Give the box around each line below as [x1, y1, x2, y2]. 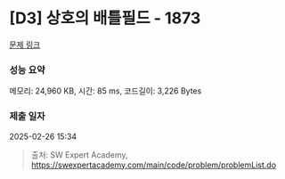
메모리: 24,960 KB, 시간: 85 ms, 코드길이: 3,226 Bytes [9, 85, 202, 96]
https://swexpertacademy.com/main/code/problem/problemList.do [30, 159, 277, 170]
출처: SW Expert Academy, [30, 149, 128, 160]
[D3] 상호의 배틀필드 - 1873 [9, 8, 201, 28]
